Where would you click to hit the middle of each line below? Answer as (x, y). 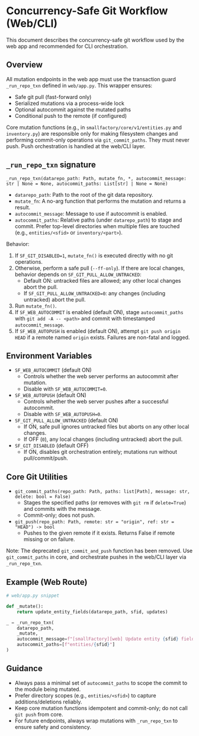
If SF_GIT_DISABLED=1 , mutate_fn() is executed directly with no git (94, 255)
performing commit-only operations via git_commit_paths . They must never (98, 140)
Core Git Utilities (37, 477)
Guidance (24, 669)
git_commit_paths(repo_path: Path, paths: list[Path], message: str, (102, 492)
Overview (25, 65)
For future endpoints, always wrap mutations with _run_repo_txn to (96, 721)
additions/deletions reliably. (48, 702)
